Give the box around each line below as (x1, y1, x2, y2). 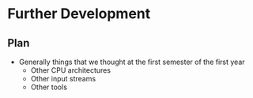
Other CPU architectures (30, 66, 111, 75)
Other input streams (30, 74, 96, 83)
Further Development (7, 5, 151, 23)
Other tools (30, 82, 68, 92)
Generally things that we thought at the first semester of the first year (18, 57, 246, 66)
